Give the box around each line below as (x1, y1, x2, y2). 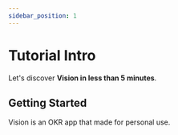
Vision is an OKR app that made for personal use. (8, 117, 171, 127)
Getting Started (8, 96, 87, 109)
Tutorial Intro (8, 46, 96, 64)
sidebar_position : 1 (8, 11, 78, 20)
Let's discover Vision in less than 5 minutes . (8, 73, 157, 83)
